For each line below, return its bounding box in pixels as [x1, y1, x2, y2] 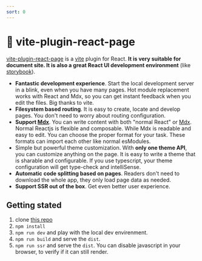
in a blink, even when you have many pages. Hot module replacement [15, 86, 189, 93]
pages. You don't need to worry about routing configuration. [15, 111, 166, 119]
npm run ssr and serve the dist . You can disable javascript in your [15, 242, 181, 249]
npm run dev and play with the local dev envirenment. [15, 229, 148, 236]
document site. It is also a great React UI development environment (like [6, 61, 191, 68]
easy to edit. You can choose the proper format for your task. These [15, 131, 186, 138]
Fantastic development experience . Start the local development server [15, 79, 195, 87]
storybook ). [6, 68, 35, 75]
